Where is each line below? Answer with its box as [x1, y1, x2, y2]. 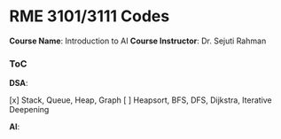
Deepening [9, 104, 50, 115]
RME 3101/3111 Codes [9, 6, 170, 27]
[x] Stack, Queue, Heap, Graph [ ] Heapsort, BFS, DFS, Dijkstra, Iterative [9, 95, 272, 105]
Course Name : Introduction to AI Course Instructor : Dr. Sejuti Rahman [9, 35, 267, 46]
